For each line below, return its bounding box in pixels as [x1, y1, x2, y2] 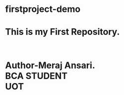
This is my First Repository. [5, 26, 120, 38]
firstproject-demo [5, 3, 81, 15]
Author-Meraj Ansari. [5, 60, 95, 71]
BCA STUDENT [5, 70, 68, 82]
